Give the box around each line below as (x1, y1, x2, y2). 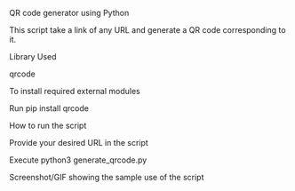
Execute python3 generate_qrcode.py (9, 155, 147, 165)
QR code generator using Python (9, 8, 130, 18)
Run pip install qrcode (9, 103, 89, 114)
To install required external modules (9, 86, 140, 96)
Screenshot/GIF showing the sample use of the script (9, 172, 204, 182)
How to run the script (9, 120, 87, 131)
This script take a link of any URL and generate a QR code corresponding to (9, 25, 286, 35)
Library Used (9, 52, 57, 61)
